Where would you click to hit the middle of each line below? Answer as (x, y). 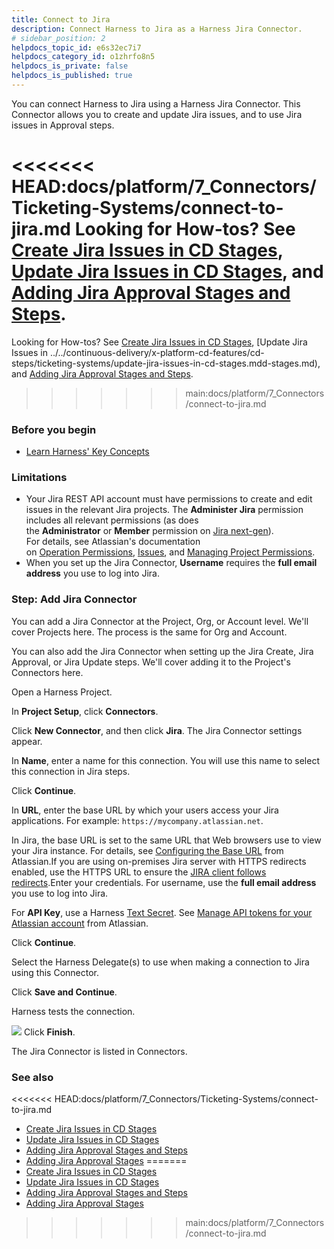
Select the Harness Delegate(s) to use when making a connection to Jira (160, 962)
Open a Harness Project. (62, 692)
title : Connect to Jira (61, 19)
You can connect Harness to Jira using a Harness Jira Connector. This (156, 103)
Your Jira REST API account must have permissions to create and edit (169, 499)
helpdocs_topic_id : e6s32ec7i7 (76, 47)
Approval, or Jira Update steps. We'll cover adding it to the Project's (151, 662)
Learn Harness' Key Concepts (87, 452)
